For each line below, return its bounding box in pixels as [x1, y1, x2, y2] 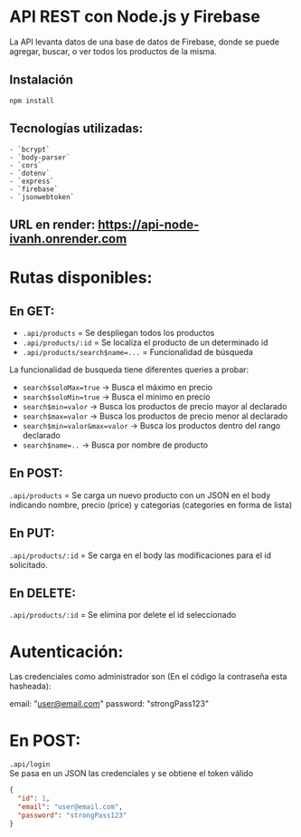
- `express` [9, 177, 54, 186]
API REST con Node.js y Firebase [9, 6, 260, 27]
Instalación [9, 72, 74, 88]
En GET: [9, 303, 55, 319]
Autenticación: [9, 641, 124, 662]
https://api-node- [98, 216, 200, 232]
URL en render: [9, 216, 96, 232]
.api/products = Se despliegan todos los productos [22, 327, 215, 338]
